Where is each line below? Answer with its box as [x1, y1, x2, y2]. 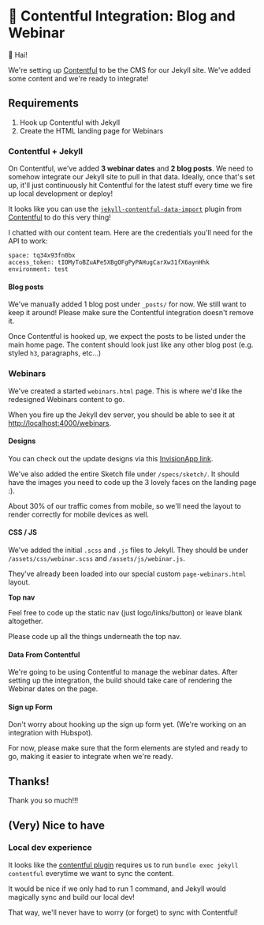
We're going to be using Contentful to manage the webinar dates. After [8, 667, 238, 677]
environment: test [8, 265, 69, 273]
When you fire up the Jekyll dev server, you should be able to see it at [8, 410, 235, 419]
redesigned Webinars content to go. [8, 394, 125, 404]
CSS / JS [8, 528, 38, 537]
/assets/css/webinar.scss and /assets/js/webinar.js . [8, 553, 185, 563]
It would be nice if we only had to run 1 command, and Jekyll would [8, 884, 226, 893]
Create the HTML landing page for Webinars [19, 126, 164, 135]
